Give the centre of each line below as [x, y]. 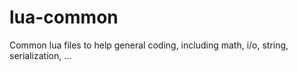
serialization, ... [40, 55]
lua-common [64, 17]
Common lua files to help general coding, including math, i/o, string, [149, 45]
